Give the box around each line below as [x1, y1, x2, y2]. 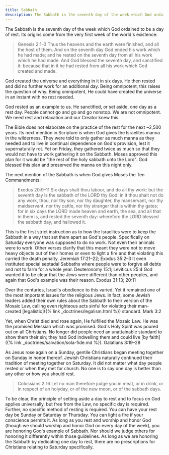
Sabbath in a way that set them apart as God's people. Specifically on [5, 234, 150, 240]
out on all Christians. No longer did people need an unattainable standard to [5, 329, 162, 335]
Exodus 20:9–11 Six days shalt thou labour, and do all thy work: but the [17, 186, 163, 192]
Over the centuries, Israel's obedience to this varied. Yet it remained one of [5, 286, 161, 293]
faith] [149, 334, 160, 340]
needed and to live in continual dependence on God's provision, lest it [5, 140, 150, 146]
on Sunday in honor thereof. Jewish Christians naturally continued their [5, 355, 153, 361]
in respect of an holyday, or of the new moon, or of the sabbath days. [17, 386, 161, 392]
